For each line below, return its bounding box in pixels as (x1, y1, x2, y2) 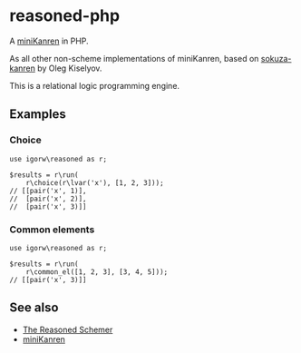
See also (9, 300, 59, 316)
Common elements (9, 223, 95, 236)
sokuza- (260, 53, 292, 64)
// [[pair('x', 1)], (9, 186, 88, 195)
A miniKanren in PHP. (9, 35, 89, 46)
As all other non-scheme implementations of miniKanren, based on (9, 53, 259, 64)
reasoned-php (9, 5, 121, 26)
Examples (9, 106, 66, 123)
